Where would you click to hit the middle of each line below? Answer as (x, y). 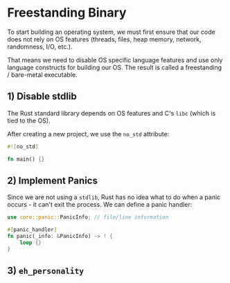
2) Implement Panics (53, 180)
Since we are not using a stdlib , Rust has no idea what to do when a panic (114, 197)
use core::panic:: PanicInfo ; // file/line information (88, 217)
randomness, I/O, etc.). (40, 46)
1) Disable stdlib (42, 97)
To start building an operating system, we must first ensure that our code (112, 32)
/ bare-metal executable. (42, 75)
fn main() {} (26, 159)
